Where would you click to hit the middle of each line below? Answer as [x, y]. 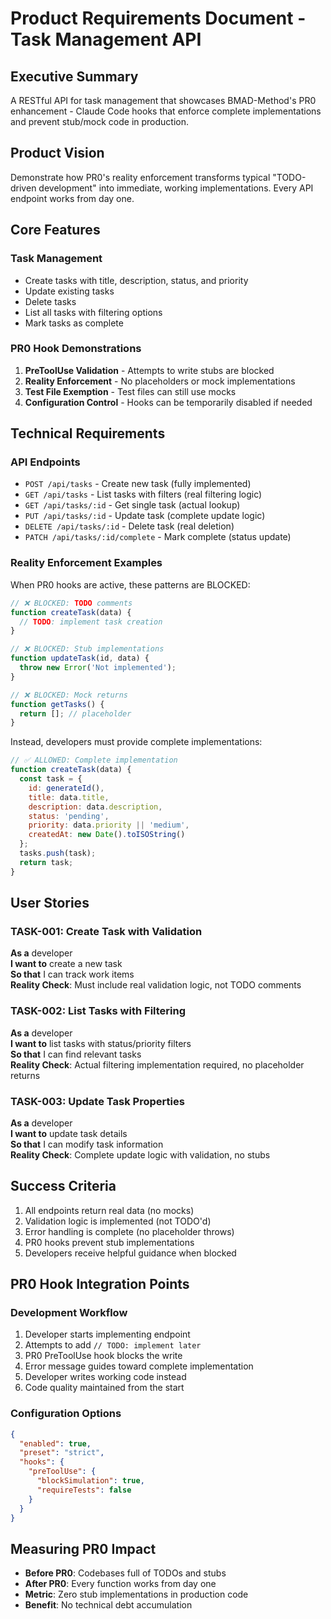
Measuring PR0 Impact [83, 1548]
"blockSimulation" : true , [90, 1481]
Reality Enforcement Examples [86, 563]
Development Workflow [69, 1313]
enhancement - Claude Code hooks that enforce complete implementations [166, 111]
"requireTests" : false [84, 1490]
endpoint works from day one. [72, 198]
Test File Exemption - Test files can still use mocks [130, 391]
